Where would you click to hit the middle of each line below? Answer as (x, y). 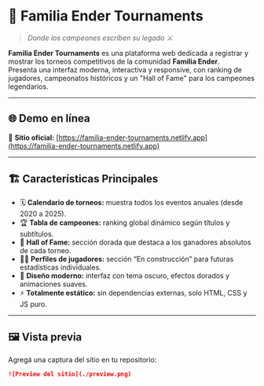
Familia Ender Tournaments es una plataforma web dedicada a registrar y (128, 53)
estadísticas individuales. (60, 267)
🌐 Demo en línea (49, 118)
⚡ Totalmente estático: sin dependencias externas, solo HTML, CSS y (133, 292)
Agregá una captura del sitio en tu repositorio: (82, 360)
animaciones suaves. (53, 284)
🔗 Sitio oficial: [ (33, 138)
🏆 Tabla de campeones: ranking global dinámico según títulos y (125, 222)
